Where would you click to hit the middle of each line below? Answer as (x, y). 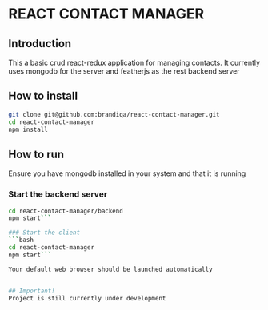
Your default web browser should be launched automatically (111, 269)
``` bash (21, 240)
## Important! (32, 291)
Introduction (40, 44)
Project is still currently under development (87, 298)
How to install (43, 96)
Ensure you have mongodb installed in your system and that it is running (127, 173)
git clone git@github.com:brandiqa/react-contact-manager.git (114, 114)
